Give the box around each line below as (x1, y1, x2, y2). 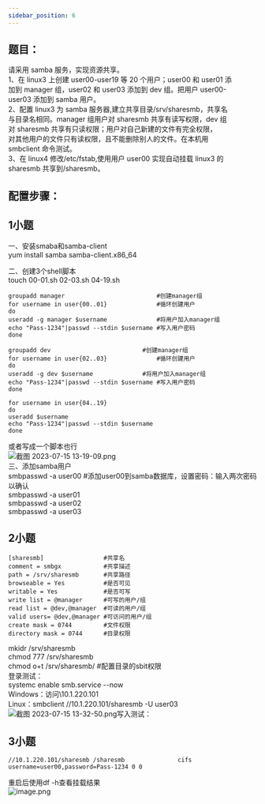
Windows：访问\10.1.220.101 (8, 689, 99, 699)
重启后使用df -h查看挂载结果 (8, 778, 101, 787)
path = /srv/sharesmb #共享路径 (8, 571, 132, 579)
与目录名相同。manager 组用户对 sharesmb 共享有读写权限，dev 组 (8, 115, 227, 124)
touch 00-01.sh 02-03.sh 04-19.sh (8, 275, 121, 284)
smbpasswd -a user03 (8, 506, 82, 516)
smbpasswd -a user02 (8, 498, 81, 508)
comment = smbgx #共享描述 (8, 562, 132, 571)
